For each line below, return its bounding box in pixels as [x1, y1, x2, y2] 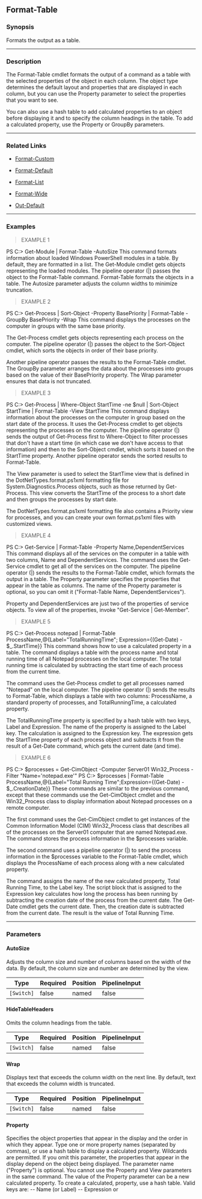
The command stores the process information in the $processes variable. [6, 834, 188, 842]
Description [6, 57, 41, 66]
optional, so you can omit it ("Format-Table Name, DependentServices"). [6, 588, 186, 595]
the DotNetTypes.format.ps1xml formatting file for [6, 476, 129, 484]
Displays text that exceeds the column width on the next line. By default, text [6, 1074, 197, 1081]
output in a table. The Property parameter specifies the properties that [6, 575, 180, 582]
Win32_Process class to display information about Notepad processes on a [6, 797, 192, 805]
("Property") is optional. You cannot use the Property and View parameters [6, 1167, 192, 1174]
